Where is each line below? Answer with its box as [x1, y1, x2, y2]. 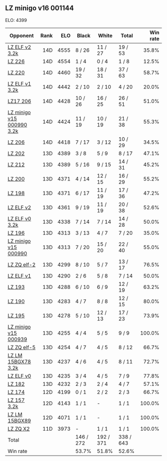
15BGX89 [7, 417, 31, 424]
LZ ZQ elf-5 [7, 344, 36, 351]
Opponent [9, 32, 34, 39]
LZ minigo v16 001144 [5, 4, 74, 12]
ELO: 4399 [5, 17, 27, 23]
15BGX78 [7, 358, 31, 365]
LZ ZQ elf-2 [7, 261, 36, 268]
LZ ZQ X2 [7, 425, 30, 432]
